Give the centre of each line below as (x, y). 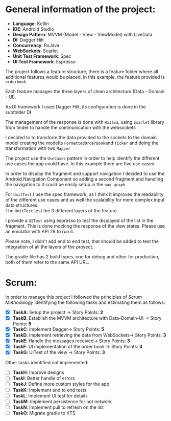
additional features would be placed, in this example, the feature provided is (85, 77)
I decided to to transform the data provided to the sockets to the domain (81, 137)
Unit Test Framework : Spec (42, 56)
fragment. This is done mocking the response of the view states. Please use (85, 226)
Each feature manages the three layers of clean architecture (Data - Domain (85, 91)
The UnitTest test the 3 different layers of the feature (61, 210)
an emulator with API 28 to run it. (40, 231)
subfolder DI (18, 112)
